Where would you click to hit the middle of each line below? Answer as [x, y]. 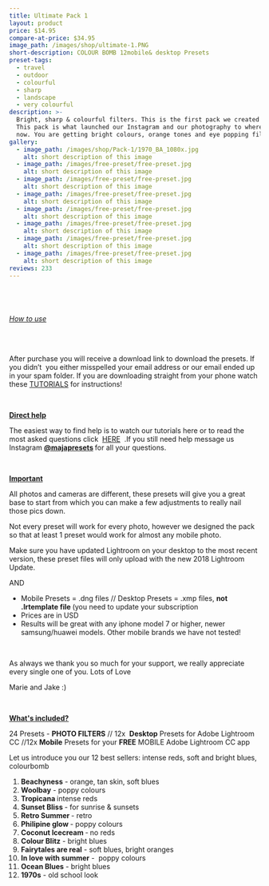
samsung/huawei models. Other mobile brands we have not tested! [131, 633]
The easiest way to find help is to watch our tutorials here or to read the [127, 431]
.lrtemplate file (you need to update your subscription [109, 607]
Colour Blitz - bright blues [63, 841]
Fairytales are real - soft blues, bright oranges [97, 850]
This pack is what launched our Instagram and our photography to [129, 127]
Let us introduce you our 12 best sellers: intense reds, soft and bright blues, [133, 758]
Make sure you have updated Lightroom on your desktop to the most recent [133, 550]
